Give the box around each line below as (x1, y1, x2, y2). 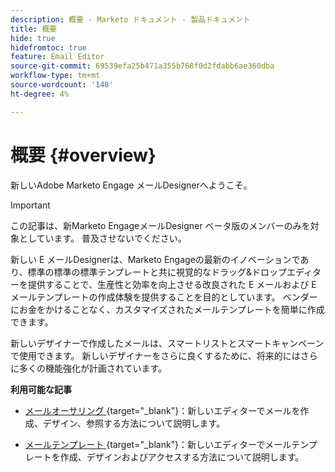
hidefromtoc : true (10, 42, 87, 53)
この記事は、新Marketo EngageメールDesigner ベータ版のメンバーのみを (10, 219, 311, 231)
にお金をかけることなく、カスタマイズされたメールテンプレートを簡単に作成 (10, 303, 325, 315)
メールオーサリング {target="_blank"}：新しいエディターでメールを (24, 404, 301, 416)
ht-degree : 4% (10, 89, 70, 99)
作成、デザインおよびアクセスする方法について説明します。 (59, 451, 305, 463)
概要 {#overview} (10, 144, 157, 166)
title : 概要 (10, 24, 57, 34)
